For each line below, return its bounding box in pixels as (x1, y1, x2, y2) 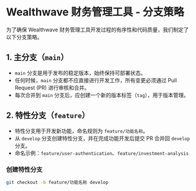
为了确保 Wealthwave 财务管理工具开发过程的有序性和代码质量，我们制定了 (6, 26, 189, 33)
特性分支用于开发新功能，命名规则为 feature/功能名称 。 (14, 127, 149, 134)
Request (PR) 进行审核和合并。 (14, 84, 90, 91)
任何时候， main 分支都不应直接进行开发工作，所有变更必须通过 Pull (14, 76, 177, 83)
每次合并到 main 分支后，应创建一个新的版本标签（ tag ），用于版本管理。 (14, 91, 189, 98)
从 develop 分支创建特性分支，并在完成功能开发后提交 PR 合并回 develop (14, 134, 190, 142)
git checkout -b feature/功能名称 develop (6, 179, 109, 185)
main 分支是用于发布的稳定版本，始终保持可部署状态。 (14, 69, 146, 76)
